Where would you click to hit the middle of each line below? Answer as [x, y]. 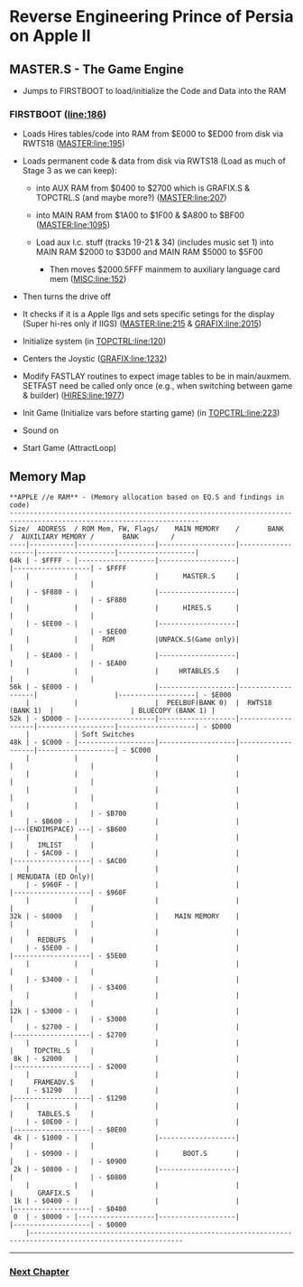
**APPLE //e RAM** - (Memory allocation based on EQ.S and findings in [147, 498]
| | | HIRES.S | [133, 608]
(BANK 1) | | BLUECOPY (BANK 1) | [113, 711]
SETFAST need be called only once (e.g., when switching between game [157, 386]
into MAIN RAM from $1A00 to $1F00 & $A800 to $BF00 [140, 215]
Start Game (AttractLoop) [69, 448]
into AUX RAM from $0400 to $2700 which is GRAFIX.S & [143, 188]
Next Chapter [39, 1272]
